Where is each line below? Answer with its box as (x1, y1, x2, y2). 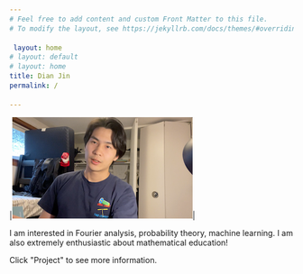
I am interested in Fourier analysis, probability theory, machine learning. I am (9, 227, 293, 238)
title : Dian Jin (9, 72, 70, 81)
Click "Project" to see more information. (9, 254, 158, 265)
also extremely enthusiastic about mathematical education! (9, 237, 228, 248)
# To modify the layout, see (9, 23, 119, 33)
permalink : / (9, 81, 59, 90)
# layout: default (9, 52, 78, 62)
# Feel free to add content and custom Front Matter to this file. (9, 14, 269, 23)
